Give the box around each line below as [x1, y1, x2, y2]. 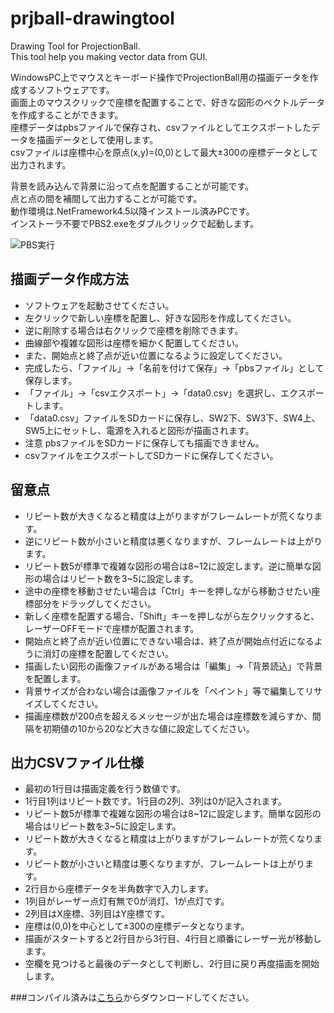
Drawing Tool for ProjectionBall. [10, 40, 141, 52]
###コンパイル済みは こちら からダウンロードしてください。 [10, 992, 255, 1004]
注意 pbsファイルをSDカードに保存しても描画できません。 [24, 437, 265, 449]
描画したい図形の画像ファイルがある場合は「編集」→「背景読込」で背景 [24, 660, 323, 672]
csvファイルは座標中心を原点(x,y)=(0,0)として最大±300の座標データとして [10, 146, 319, 158]
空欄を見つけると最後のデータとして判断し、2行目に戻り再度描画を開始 [24, 958, 320, 970]
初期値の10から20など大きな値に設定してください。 [42, 722, 255, 734]
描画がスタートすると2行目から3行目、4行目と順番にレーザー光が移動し [24, 933, 322, 945]
